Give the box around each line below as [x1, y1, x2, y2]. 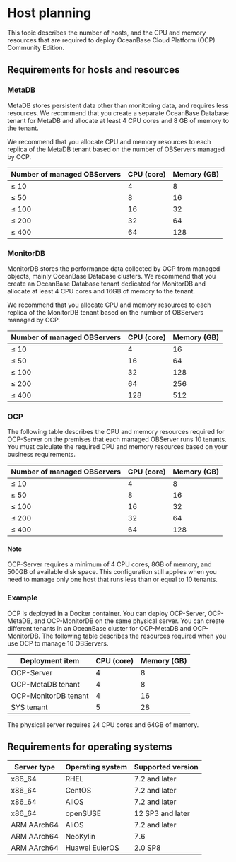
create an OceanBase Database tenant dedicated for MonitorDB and [7, 279, 206, 288]
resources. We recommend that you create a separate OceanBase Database [7, 108, 230, 117]
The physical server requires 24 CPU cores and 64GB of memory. [7, 720, 199, 729]
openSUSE [65, 808, 101, 818]
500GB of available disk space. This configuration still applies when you [7, 568, 217, 576]
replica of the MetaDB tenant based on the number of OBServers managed [7, 145, 225, 153]
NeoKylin [65, 831, 95, 841]
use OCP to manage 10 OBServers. [7, 639, 109, 648]
